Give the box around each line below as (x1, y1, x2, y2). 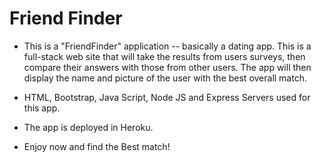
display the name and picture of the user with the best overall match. (23, 72, 307, 84)
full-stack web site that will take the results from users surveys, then (23, 50, 306, 62)
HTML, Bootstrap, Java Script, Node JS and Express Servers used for (23, 91, 311, 103)
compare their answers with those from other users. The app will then (23, 61, 312, 73)
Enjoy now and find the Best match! (23, 140, 171, 152)
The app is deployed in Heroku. (23, 121, 154, 133)
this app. (23, 102, 61, 114)
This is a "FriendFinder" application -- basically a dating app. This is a (23, 40, 312, 52)
